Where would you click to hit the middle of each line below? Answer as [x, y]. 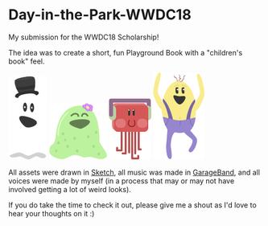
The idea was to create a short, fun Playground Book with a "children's [126, 52]
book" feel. [27, 61]
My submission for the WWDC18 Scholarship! [84, 37]
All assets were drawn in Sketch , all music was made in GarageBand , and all [134, 172]
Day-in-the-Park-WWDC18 [100, 15]
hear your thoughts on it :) [52, 213]
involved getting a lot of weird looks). [70, 189]
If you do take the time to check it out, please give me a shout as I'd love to [133, 205]
